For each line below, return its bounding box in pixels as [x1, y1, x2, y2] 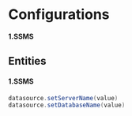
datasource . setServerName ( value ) [8, 94, 119, 102]
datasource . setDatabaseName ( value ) [8, 101, 126, 110]
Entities [8, 54, 47, 68]
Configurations [8, 6, 110, 24]
